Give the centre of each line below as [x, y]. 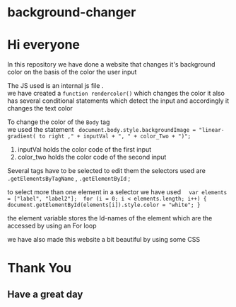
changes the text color [40, 108]
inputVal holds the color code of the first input [84, 150]
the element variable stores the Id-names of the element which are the [110, 218]
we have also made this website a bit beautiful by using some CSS [104, 240]
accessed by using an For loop [52, 226]
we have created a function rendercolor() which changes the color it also [116, 94]
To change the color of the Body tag [59, 122]
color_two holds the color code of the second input [92, 157]
